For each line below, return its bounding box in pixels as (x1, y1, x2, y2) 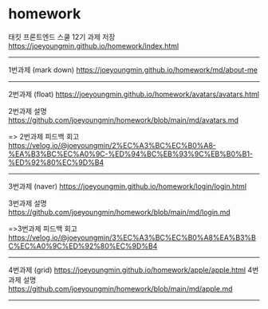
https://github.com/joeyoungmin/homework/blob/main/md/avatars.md (8, 115, 239, 124)
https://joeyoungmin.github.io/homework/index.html (8, 41, 179, 50)
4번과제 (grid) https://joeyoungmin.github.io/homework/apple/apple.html (8, 264, 246, 275)
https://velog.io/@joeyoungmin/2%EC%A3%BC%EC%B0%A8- (8, 140, 217, 150)
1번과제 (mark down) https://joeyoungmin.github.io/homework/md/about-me (8, 65, 258, 74)
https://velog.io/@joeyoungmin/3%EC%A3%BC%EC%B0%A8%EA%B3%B (8, 233, 257, 242)
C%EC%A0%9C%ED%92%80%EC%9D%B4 (8, 241, 158, 251)
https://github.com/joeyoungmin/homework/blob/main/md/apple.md (8, 284, 233, 293)
